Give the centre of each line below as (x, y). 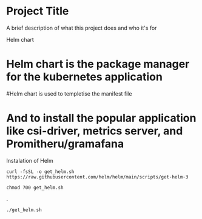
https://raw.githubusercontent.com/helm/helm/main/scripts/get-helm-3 (97, 177)
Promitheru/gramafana (65, 144)
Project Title (38, 11)
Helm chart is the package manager (98, 64)
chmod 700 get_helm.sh (35, 188)
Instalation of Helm (30, 160)
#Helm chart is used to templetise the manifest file (69, 93)
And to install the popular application (101, 118)
